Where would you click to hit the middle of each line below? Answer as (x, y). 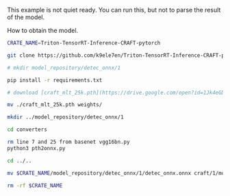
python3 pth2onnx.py (37, 148)
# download (23, 93)
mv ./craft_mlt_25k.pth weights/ (55, 105)
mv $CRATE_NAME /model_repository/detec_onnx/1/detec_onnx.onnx (99, 173)
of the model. (26, 17)
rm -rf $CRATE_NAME (35, 185)
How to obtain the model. (43, 30)
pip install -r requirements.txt (55, 80)
